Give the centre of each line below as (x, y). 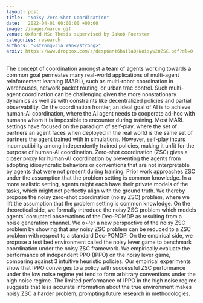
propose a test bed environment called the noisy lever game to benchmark (99, 242)
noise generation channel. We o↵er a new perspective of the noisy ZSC (96, 223)
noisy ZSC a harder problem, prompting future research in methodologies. (98, 293)
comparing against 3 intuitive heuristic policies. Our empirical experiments (99, 261)
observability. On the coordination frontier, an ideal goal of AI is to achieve (98, 107)
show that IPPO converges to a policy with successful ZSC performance (96, 267)
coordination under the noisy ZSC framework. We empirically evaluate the (98, 248)
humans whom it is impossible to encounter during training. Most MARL (95, 120)
